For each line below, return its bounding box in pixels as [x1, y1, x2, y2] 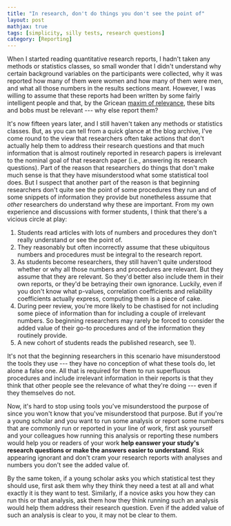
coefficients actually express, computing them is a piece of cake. [17, 294, 202, 303]
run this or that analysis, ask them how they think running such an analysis [7, 496, 219, 505]
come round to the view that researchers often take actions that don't [7, 134, 205, 142]
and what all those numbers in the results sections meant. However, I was [7, 84, 216, 93]
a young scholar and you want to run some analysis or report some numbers [7, 417, 224, 425]
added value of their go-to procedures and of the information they [17, 324, 205, 332]
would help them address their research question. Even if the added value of [7, 504, 225, 512]
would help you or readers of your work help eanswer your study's [7, 439, 200, 447]
